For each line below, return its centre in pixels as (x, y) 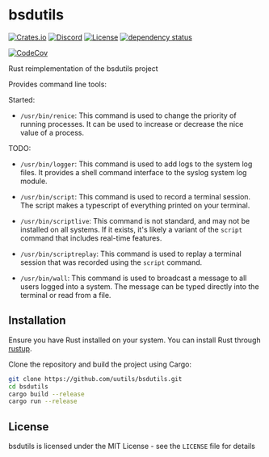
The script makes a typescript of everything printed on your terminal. (135, 205)
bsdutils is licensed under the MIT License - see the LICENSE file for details (132, 447)
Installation (37, 321)
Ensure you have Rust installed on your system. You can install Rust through (134, 340)
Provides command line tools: (58, 84)
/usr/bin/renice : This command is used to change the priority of (128, 115)
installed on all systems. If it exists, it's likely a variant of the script (131, 229)
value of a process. (52, 132)
